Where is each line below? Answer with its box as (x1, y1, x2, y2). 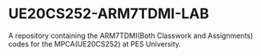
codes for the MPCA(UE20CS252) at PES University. (8, 39, 182, 48)
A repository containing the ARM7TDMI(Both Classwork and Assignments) (8, 31, 254, 40)
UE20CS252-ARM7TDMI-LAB (8, 5, 210, 23)
